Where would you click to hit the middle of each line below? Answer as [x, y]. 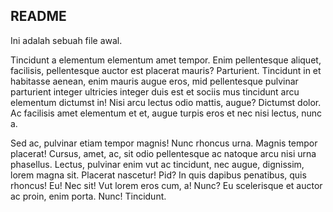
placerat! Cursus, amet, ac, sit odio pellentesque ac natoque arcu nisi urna [163, 153]
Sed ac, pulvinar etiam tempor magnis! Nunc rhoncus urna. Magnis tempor [164, 143]
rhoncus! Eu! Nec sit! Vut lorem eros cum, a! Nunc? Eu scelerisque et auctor [166, 185]
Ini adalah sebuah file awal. [66, 40]
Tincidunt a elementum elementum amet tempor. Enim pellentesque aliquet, [166, 60]
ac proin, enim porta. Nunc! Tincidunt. [88, 196]
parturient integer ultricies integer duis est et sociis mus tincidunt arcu [155, 91]
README [38, 16]
